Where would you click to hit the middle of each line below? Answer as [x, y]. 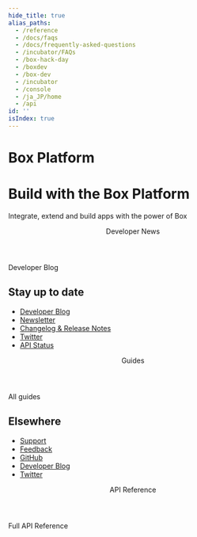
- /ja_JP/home [38, 97]
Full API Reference [38, 526]
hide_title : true [37, 15]
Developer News [133, 231]
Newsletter [38, 320]
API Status [36, 345]
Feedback [36, 449]
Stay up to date [46, 293]
